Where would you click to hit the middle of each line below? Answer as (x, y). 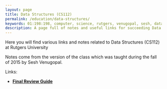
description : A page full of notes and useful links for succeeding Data (83, 28)
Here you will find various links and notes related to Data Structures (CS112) (83, 42)
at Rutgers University (27, 47)
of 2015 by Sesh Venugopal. (34, 62)
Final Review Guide (33, 82)
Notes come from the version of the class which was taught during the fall (81, 57)
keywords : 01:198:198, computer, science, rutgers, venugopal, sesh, (79, 23)
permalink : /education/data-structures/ (48, 19)
